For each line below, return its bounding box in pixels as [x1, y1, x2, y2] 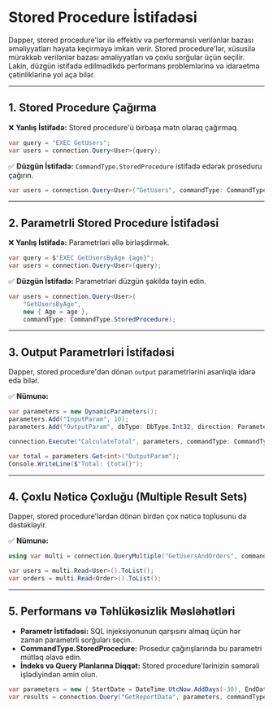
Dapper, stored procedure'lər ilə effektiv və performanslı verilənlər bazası [8, 35, 253, 45]
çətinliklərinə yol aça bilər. [8, 69, 96, 79]
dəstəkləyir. [8, 520, 47, 530]
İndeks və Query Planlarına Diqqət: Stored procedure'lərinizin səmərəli [19, 660, 260, 671]
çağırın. [8, 170, 34, 180]
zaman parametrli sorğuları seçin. [19, 635, 132, 645]
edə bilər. [8, 375, 40, 386]
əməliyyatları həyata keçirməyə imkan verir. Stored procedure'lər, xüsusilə [8, 43, 256, 53]
